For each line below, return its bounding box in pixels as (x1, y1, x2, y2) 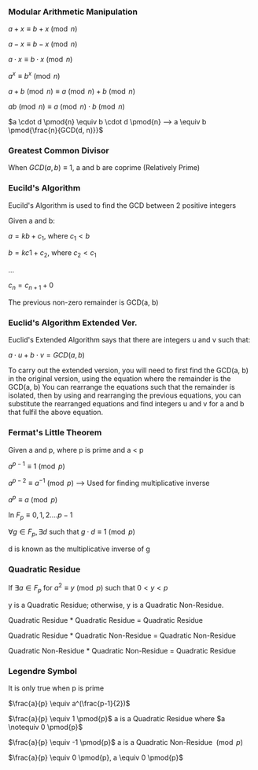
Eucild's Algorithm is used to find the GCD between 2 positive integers (8, 200, 237, 210)
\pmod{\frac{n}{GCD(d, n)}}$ (8, 125, 104, 135)
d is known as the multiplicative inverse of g (8, 544, 151, 553)
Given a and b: (8, 216, 55, 225)
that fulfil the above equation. (8, 408, 104, 417)
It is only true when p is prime (8, 683, 105, 693)
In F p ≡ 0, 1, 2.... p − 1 (8, 510, 73, 521)
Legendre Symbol (8, 665, 77, 676)
